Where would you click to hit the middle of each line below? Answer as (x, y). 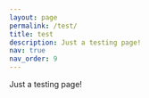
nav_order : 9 (33, 59)
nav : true (28, 51)
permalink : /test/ (43, 26)
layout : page (33, 17)
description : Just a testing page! (75, 42)
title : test (31, 34)
